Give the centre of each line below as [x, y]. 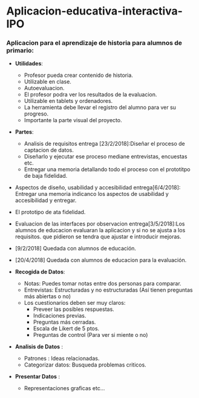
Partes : [24, 132]
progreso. [36, 114]
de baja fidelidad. [46, 176]
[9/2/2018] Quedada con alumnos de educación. [76, 249]
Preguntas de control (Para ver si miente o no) [90, 335]
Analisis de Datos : [39, 347]
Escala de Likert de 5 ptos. [66, 328]
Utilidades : [29, 64]
